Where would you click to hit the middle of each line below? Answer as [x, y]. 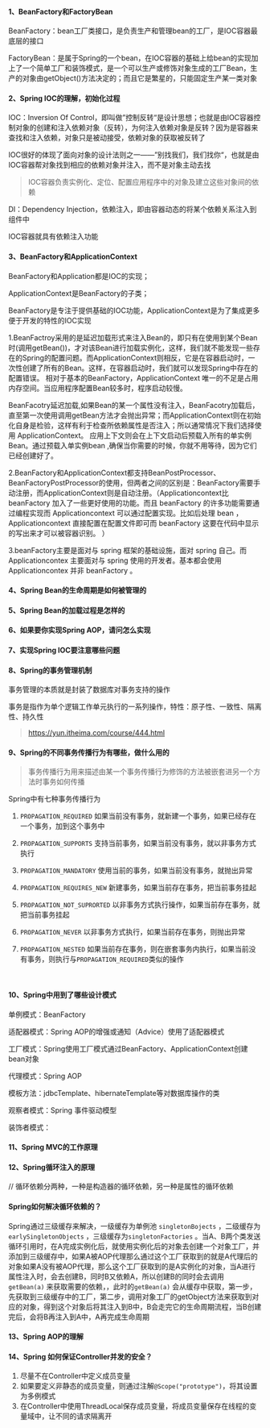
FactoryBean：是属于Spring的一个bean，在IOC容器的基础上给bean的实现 [130, 58]
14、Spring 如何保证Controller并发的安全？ [80, 1356]
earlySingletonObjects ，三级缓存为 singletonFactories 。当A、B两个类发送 [135, 1236]
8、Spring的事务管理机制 [50, 670]
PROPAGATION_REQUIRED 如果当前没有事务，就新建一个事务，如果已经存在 [138, 816]
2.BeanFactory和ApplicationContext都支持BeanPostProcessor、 [115, 473]
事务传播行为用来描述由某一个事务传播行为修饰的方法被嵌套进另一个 [141, 772]
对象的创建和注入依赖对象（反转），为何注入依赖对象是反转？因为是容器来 [137, 127]
